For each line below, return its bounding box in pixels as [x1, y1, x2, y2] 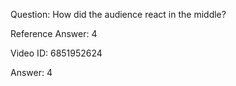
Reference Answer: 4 [10, 28, 98, 39]
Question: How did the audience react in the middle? [10, 9, 227, 20]
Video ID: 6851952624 [10, 47, 103, 59]
